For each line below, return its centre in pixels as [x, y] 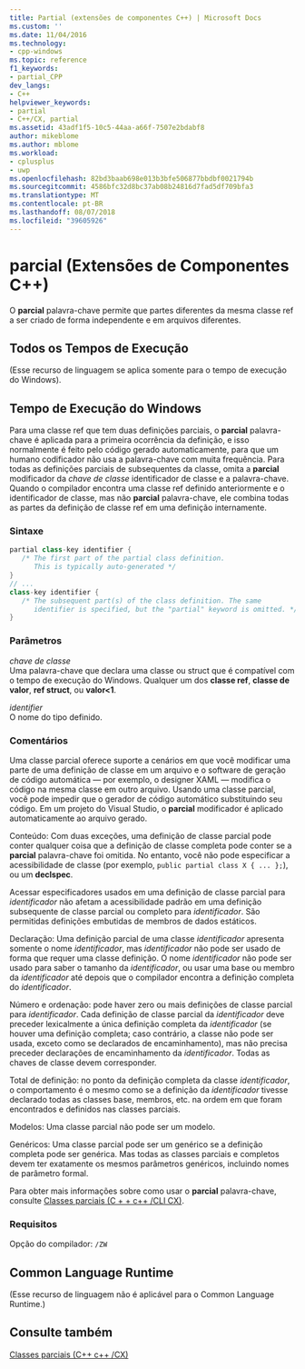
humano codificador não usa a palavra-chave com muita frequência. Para [147, 459]
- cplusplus [32, 161]
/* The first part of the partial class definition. [123, 559]
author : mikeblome [44, 136]
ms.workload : [34, 153]
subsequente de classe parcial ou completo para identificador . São [135, 911]
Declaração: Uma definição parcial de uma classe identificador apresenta [147, 938]
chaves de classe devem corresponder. [83, 1062]
